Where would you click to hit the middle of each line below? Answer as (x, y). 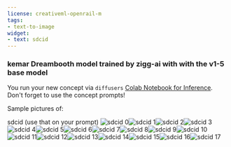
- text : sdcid (28, 40)
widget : (19, 33)
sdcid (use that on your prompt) (53, 122)
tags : (15, 20)
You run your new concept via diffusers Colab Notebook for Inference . (110, 88)
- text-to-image (31, 26)
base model (28, 72)
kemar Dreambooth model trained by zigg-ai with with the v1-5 (116, 64)
